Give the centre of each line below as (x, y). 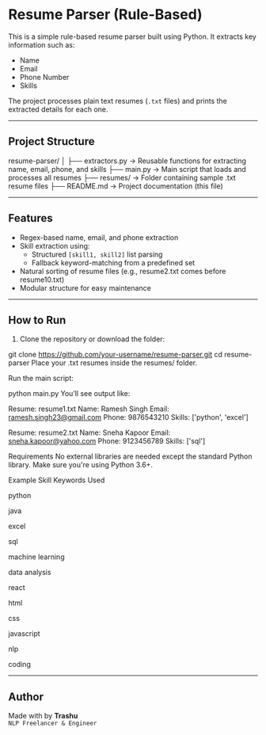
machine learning (36, 557)
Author (26, 697)
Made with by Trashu (43, 716)
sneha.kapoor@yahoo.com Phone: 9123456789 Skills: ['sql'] (107, 441)
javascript (25, 634)
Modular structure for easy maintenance (85, 288)
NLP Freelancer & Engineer (53, 724)
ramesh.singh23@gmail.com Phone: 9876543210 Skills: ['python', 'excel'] (129, 417)
